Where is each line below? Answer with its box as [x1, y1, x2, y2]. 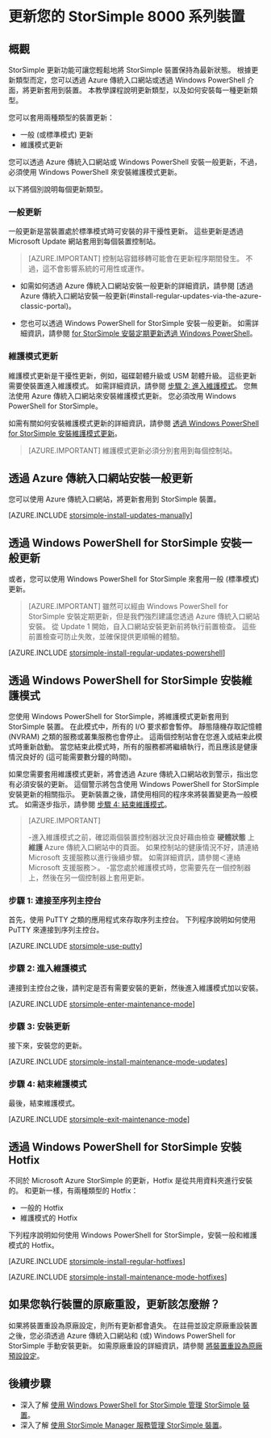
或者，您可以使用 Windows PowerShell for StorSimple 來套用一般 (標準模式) [8, 574, 260, 584]
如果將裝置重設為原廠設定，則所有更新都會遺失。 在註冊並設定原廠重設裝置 [8, 1320, 258, 1330]
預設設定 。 [8, 1351, 44, 1360]
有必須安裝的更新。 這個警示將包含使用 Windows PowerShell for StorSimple [8, 780, 260, 789]
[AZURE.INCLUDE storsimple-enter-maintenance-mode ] [8, 999, 195, 1009]
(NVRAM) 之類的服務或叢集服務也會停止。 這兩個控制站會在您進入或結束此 [8, 732, 256, 742]
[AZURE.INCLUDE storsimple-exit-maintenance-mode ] [8, 1114, 190, 1124]
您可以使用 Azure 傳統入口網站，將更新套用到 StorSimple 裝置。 [8, 494, 221, 504]
